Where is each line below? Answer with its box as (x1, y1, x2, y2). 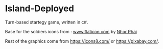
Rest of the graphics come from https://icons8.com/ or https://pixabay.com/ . (5, 38, 159, 44)
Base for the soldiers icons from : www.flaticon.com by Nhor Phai (5, 28, 137, 34)
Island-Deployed (5, 3, 74, 14)
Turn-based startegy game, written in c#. (5, 19, 88, 25)
